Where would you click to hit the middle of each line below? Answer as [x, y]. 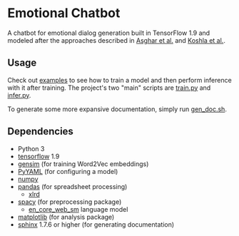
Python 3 [31, 148]
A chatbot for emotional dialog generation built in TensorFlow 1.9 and [109, 33]
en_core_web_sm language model [78, 209]
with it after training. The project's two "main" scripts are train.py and [109, 88]
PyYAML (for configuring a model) [68, 171]
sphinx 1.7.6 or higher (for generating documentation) [96, 224]
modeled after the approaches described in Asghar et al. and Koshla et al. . [117, 40]
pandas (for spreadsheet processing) [72, 186]
